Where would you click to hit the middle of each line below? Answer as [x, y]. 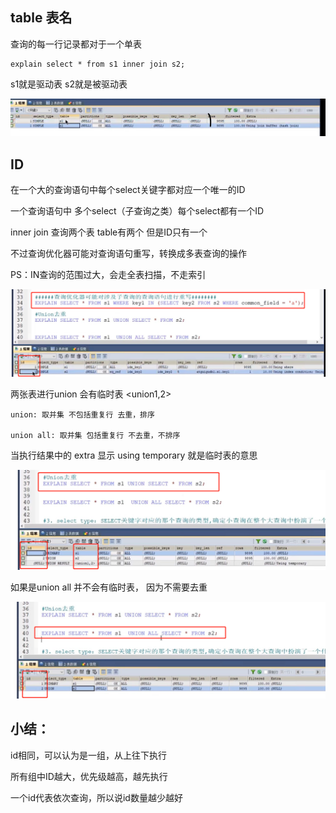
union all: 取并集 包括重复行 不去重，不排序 [95, 436]
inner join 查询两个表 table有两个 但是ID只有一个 [109, 232]
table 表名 [41, 18]
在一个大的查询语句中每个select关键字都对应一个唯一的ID [128, 190]
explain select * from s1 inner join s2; [98, 64]
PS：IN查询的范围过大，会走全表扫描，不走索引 [108, 275]
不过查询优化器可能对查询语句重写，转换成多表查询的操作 [128, 254]
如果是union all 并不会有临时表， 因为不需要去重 [109, 587]
